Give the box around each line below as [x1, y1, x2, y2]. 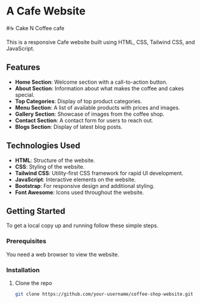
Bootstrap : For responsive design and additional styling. [14, 182, 155, 189]
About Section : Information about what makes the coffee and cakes [14, 84, 184, 92]
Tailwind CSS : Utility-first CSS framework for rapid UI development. [14, 169, 184, 176]
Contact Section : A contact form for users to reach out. [14, 116, 154, 124]
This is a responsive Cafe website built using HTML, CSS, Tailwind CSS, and [6, 38, 195, 46]
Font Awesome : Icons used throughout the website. [14, 189, 145, 196]
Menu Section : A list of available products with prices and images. [14, 104, 181, 111]
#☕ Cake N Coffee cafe [6, 24, 65, 31]
